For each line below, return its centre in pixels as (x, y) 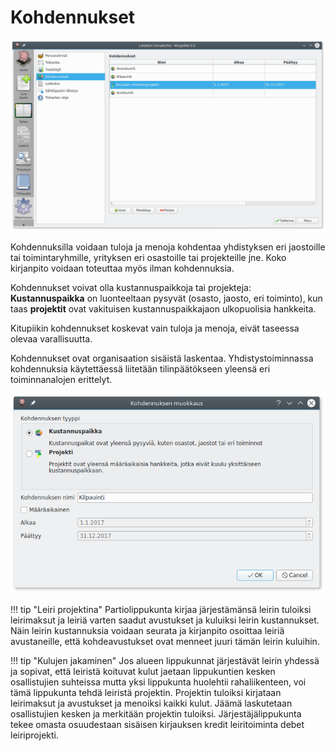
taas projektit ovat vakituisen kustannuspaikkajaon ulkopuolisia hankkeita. (163, 308)
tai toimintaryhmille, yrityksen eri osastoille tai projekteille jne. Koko (148, 257)
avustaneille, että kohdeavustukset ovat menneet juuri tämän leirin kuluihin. (165, 641)
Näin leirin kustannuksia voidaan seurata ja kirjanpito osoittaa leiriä (147, 630)
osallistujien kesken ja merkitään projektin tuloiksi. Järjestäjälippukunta (156, 713)
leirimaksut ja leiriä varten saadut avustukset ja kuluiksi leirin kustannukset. (165, 620)
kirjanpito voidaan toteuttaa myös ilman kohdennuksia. (122, 268)
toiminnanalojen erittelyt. (61, 379)
